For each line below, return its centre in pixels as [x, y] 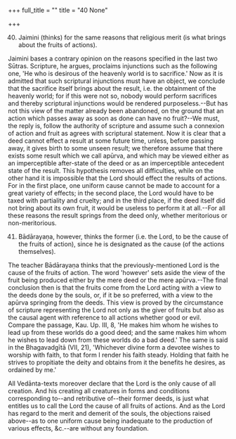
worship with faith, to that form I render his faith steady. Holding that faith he [118, 355]
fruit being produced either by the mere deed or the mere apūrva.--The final [118, 280]
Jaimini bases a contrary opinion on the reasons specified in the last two [113, 58]
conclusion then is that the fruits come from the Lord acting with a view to [115, 287]
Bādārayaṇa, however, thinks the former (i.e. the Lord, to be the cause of [123, 236]
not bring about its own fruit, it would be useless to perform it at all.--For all [117, 208]
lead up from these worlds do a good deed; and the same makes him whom [117, 332]
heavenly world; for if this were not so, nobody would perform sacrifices [112, 96]
